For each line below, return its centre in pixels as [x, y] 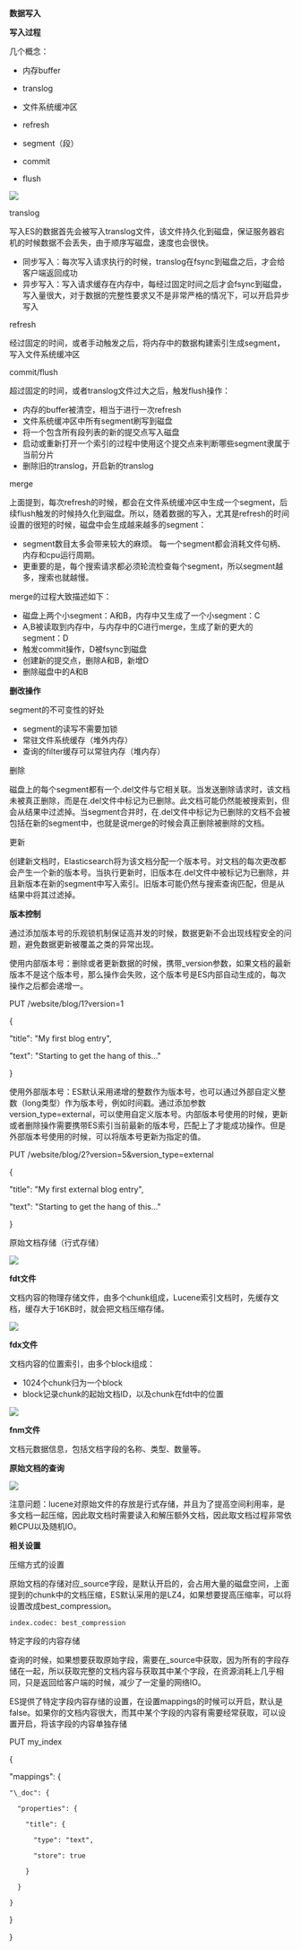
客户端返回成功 [50, 273]
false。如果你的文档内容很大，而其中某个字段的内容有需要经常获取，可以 [144, 1713]
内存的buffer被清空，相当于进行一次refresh [102, 410]
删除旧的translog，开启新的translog [88, 466]
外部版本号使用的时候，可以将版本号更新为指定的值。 [107, 1137]
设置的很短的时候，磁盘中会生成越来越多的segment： [108, 525]
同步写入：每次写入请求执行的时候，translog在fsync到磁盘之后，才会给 [153, 262]
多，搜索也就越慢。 [58, 577]
